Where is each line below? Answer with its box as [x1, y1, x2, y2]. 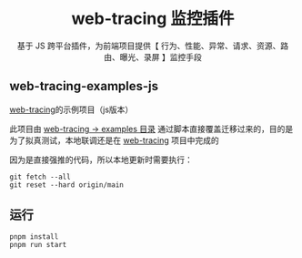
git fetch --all [9, 172, 71, 181]
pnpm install [9, 232, 59, 242]
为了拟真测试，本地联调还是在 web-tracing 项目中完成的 [9, 134, 220, 146]
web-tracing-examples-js [9, 78, 159, 94]
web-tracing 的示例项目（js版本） [9, 104, 134, 115]
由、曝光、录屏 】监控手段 [104, 51, 202, 62]
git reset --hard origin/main [9, 180, 125, 190]
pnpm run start [9, 240, 67, 249]
